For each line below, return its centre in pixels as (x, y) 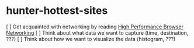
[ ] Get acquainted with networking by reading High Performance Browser (95, 27)
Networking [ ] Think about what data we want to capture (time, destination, (97, 32)
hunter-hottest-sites (57, 11)
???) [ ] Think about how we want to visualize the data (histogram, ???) (91, 39)
